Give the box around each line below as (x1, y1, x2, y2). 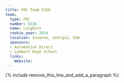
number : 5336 (10, 21, 37, 26)
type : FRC (10, 16, 30, 21)
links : (10, 53, 24, 59)
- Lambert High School (10, 49, 57, 54)
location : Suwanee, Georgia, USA (10, 35, 80, 40)
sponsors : (10, 40, 30, 45)
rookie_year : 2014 (10, 30, 49, 35)
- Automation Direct (10, 44, 53, 49)
